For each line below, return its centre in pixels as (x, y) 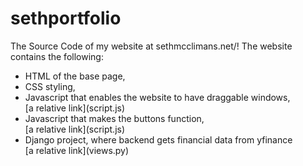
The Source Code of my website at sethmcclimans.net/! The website (151, 46)
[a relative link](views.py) (77, 150)
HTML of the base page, (75, 76)
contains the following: (57, 56)
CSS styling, (50, 86)
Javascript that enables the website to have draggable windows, (157, 97)
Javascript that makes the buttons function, (114, 118)
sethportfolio (66, 18)
